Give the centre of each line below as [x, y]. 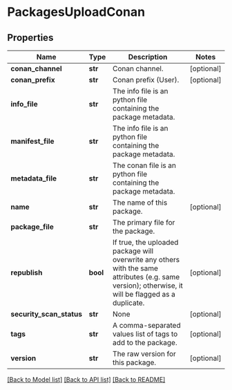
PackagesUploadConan [76, 12]
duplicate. [129, 303]
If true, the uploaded [146, 242]
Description [148, 57]
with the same [136, 268]
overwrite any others [146, 260]
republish [27, 272]
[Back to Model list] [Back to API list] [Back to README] [86, 380]
